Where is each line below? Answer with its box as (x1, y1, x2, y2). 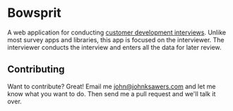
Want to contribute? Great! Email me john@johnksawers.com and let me (7, 82, 216, 91)
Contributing (7, 63, 65, 75)
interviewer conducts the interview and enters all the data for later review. (7, 43, 222, 51)
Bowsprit (7, 5, 61, 21)
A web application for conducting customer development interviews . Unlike (7, 28, 227, 37)
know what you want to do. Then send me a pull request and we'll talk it (7, 89, 216, 98)
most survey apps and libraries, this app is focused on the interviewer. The (7, 35, 225, 44)
